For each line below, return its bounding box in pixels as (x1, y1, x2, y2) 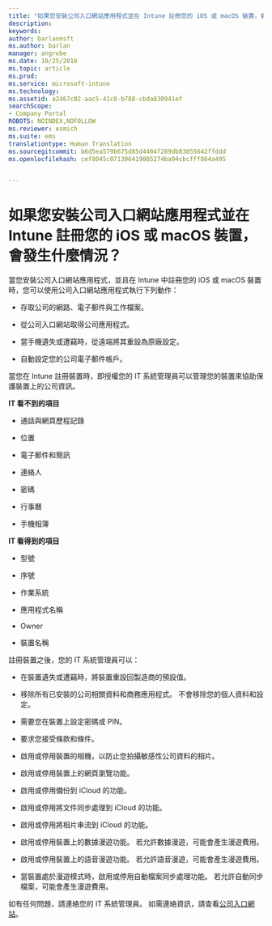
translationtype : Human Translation (8, 139, 132, 148)
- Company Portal (8, 110, 67, 118)
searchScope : (8, 102, 53, 110)
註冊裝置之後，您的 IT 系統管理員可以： (8, 655, 140, 665)
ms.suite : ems (8, 132, 57, 140)
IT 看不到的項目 (8, 398, 60, 409)
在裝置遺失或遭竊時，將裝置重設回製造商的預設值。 (19, 673, 191, 682)
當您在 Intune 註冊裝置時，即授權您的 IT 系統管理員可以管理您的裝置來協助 (8, 372, 257, 381)
